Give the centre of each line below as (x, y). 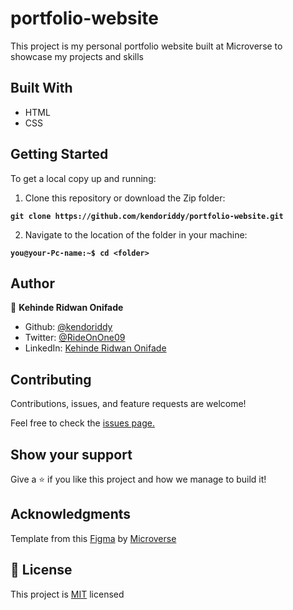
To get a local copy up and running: (83, 178)
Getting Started (59, 154)
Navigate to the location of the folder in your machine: (136, 234)
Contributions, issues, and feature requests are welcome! (128, 404)
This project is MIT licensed (67, 594)
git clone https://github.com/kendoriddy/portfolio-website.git (147, 216)
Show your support (71, 454)
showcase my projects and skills (77, 56)
